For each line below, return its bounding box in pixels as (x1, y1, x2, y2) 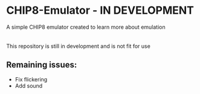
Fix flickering (15, 75, 48, 83)
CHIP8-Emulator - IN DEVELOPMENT (6, 4, 195, 17)
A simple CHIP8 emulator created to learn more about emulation (6, 23, 166, 31)
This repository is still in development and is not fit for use (6, 43, 151, 50)
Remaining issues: (6, 60, 77, 70)
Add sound (15, 82, 43, 89)
